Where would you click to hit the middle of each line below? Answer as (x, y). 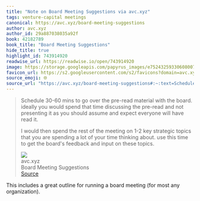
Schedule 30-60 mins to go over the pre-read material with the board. (106, 100)
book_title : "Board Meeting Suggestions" (58, 45)
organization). (23, 191)
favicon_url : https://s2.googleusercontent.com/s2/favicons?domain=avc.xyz (102, 73)
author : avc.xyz (26, 28)
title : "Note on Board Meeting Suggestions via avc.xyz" (78, 12)
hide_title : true (28, 51)
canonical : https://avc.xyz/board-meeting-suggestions (76, 23)
